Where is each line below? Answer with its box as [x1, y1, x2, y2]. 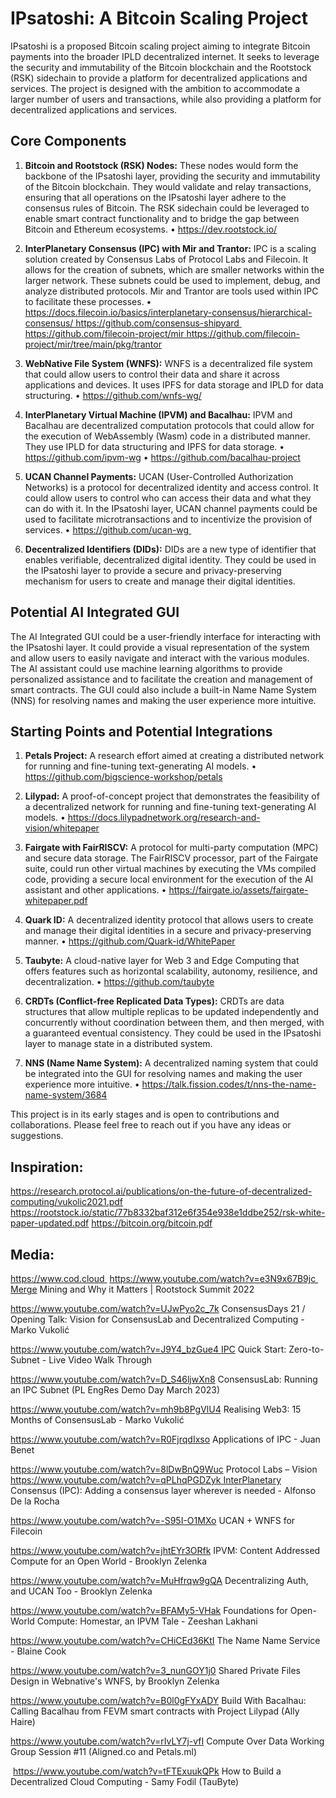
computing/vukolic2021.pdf [10, 1196, 124, 1208]
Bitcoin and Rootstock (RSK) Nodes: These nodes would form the [24, 159, 299, 171]
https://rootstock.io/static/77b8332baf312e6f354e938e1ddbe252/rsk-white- [10, 1207, 326, 1219]
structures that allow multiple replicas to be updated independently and [24, 1006, 319, 1018]
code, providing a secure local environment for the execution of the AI [24, 873, 314, 886]
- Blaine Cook [10, 1645, 67, 1657]
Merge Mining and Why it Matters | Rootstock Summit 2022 [10, 1283, 255, 1295]
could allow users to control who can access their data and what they [24, 492, 312, 504]
